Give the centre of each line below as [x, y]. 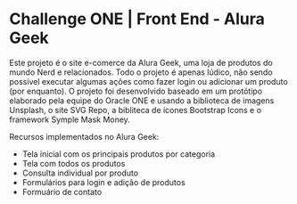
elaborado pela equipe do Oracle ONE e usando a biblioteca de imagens [142, 100]
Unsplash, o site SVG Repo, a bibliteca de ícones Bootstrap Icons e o [135, 110]
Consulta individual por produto [80, 173]
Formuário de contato [62, 192]
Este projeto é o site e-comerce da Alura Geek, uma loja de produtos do [141, 62]
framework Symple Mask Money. [70, 119]
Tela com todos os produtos [74, 163]
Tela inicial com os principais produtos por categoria [119, 154]
